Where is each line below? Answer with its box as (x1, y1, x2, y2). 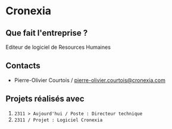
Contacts (5, 61, 41, 71)
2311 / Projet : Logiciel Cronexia (14, 117, 103, 123)
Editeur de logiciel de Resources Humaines (5, 43, 111, 51)
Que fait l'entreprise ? (5, 28, 88, 38)
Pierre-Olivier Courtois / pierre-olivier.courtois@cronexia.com (14, 76, 166, 84)
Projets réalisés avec (5, 94, 85, 104)
